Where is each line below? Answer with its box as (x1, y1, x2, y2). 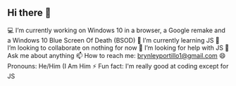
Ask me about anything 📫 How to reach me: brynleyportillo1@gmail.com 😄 (7, 51, 226, 59)
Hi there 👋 (7, 7, 51, 19)
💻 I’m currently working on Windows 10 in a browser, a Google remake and (7, 26, 225, 34)
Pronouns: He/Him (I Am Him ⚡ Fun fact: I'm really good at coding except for (7, 62, 229, 70)
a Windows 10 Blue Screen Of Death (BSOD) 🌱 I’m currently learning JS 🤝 (7, 36, 220, 44)
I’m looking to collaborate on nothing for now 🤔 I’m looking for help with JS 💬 (7, 43, 230, 52)
